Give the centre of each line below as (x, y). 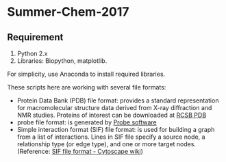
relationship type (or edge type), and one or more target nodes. (106, 144)
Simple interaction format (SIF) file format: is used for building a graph (116, 130)
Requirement (35, 37)
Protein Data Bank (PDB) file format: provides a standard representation (118, 100)
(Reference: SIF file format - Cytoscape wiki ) (80, 151)
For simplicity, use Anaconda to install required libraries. (86, 74)
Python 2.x (32, 53)
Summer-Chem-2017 (68, 12)
